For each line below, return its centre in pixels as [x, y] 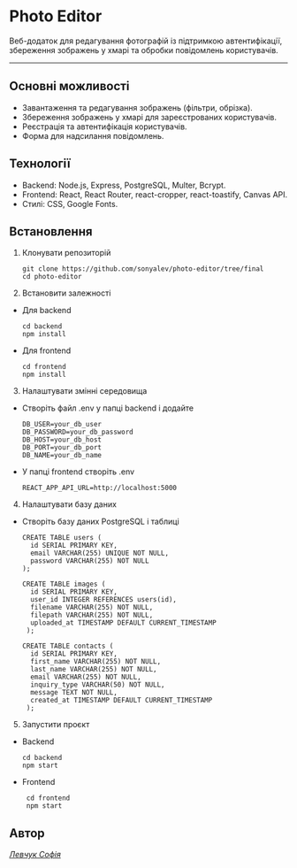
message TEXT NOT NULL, [74, 693]
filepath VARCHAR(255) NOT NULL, [92, 615]
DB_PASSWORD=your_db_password [78, 432]
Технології [40, 164]
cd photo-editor [52, 277]
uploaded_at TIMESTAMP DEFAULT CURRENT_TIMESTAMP [123, 623]
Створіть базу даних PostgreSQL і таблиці [100, 522]
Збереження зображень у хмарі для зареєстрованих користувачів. [149, 117]
